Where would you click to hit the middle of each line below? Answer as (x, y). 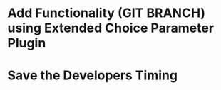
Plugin (27, 43)
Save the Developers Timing (93, 75)
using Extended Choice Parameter (111, 28)
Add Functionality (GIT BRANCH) (106, 13)
